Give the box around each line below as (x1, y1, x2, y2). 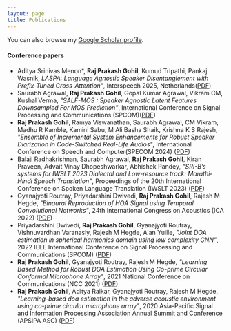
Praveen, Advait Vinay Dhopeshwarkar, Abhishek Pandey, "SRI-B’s (17, 162, 206, 170)
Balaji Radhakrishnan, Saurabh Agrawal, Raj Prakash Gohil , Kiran (17, 155, 202, 163)
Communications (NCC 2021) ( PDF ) (17, 279, 119, 287)
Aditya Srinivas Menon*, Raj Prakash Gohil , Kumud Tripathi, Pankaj (17, 66, 208, 75)
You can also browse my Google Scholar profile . (7, 35, 144, 44)
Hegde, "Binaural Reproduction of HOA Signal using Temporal (17, 198, 194, 207)
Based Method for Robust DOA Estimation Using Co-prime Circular (17, 265, 208, 273)
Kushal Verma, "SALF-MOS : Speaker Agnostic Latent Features (17, 96, 197, 104)
